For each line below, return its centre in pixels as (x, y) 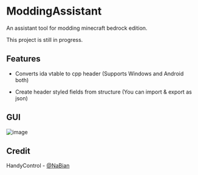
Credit (18, 151)
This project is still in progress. (45, 39)
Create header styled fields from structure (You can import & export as (104, 92)
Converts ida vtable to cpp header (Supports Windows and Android (99, 74)
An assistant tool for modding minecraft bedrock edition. (77, 28)
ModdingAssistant (54, 11)
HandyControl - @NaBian (38, 166)
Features (23, 59)
